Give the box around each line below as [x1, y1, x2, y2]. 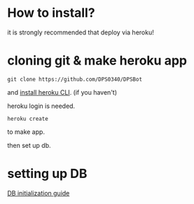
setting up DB [7, 166, 88, 182]
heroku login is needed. [7, 102, 76, 110]
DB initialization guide [7, 189, 70, 197]
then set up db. [7, 141, 51, 149]
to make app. [7, 128, 46, 136]
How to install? [7, 5, 96, 21]
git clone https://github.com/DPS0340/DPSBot [7, 76, 142, 83]
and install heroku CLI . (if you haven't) [7, 88, 118, 96]
